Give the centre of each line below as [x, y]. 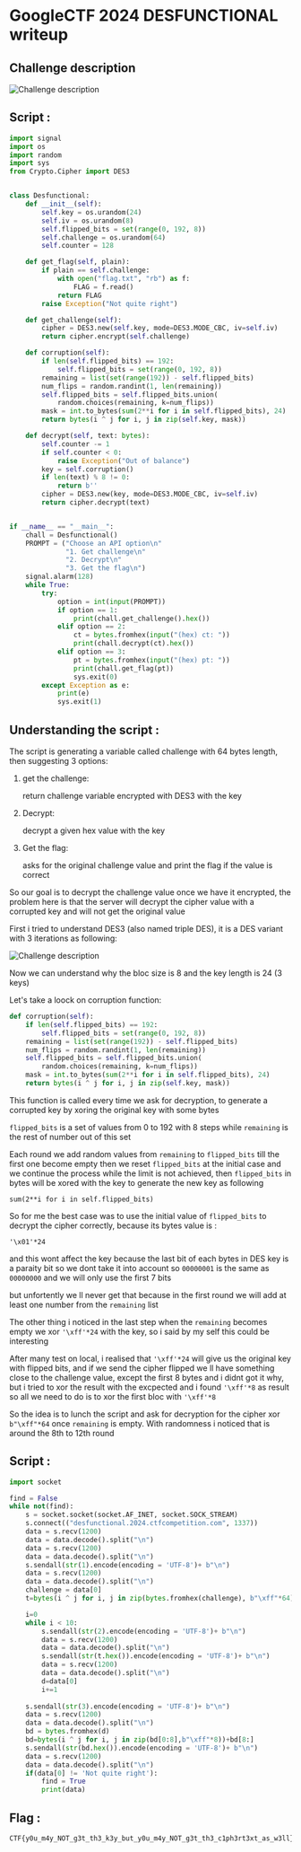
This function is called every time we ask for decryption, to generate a [139, 1100]
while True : [47, 585]
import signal [36, 138]
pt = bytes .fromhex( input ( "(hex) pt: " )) [151, 660]
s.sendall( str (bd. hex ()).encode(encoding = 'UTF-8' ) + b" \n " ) [142, 1748]
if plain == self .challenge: [96, 270]
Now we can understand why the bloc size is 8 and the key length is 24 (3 [146, 973]
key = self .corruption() [88, 469]
